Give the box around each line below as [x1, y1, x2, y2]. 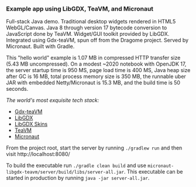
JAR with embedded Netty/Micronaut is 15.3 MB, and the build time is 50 [6, 79, 180, 86]
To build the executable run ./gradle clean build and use [6, 162, 146, 169]
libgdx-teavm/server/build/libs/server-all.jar [6, 169, 125, 175]
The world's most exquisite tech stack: [6, 97, 99, 104]
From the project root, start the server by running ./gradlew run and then [6, 144, 183, 151]
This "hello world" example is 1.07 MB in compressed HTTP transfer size [6, 55, 181, 62]
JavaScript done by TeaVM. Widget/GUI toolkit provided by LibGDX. [6, 30, 170, 38]
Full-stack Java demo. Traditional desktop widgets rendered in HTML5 [6, 18, 176, 25]
